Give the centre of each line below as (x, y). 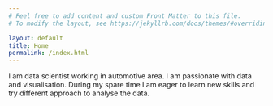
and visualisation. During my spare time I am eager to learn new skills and (132, 85)
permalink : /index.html (49, 53)
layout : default (36, 38)
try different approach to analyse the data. (79, 93)
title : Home (28, 45)
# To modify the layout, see (58, 23)
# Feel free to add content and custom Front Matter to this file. (125, 16)
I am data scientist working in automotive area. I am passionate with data (130, 76)
